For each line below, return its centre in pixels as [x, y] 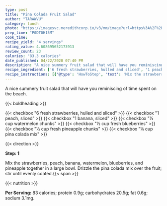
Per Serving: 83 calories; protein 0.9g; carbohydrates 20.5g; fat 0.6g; [77, 193]
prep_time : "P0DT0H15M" [30, 33]
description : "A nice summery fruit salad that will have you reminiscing [84, 65]
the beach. [16, 94]
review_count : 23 [23, 51]
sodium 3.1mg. [20, 198]
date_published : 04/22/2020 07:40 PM [44, 61]
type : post [16, 10]
